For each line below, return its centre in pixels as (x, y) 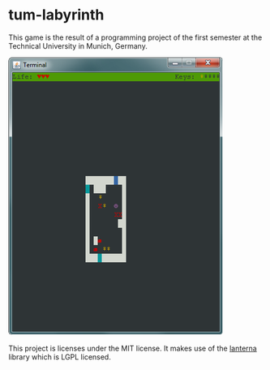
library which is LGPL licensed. (60, 357)
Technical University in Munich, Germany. (78, 45)
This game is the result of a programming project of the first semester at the (135, 37)
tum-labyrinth (56, 15)
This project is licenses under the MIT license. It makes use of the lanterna (133, 348)
